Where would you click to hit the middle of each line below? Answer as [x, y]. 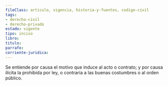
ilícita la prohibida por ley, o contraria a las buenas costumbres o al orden [82, 72]
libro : [12, 39]
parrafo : [15, 48]
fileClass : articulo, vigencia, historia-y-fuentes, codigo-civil [77, 10]
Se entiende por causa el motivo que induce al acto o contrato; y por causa [84, 67]
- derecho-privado [25, 24]
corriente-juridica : [27, 52]
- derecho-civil [22, 19]
